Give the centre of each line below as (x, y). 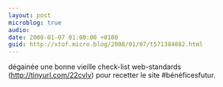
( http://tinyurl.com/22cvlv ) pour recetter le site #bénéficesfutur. (112, 75)
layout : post (30, 15)
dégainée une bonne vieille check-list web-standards (95, 67)
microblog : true (35, 23)
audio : (19, 30)
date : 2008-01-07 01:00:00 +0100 (63, 37)
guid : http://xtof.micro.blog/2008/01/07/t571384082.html (106, 45)
